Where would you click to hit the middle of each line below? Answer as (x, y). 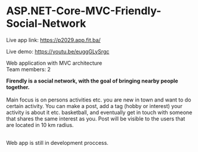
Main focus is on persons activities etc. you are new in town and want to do (99, 100)
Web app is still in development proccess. (57, 142)
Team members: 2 (28, 69)
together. (18, 87)
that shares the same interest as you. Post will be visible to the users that (96, 118)
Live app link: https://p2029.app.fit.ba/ (53, 40)
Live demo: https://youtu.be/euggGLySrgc (58, 51)
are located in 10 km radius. (40, 125)
